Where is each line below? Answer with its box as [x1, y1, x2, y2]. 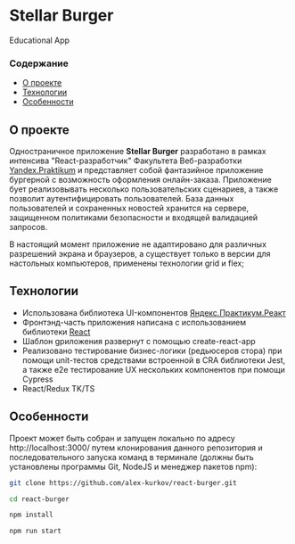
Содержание [9, 57, 70, 70]
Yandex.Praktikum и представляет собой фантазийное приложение [9, 165, 264, 176]
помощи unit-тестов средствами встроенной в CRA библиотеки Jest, [21, 354, 286, 366]
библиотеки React [21, 326, 91, 337]
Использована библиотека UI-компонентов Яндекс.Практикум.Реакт [21, 307, 287, 317]
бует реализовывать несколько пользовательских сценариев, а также [9, 184, 279, 194]
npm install [9, 510, 53, 520]
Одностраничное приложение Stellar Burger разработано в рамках [9, 146, 267, 157]
